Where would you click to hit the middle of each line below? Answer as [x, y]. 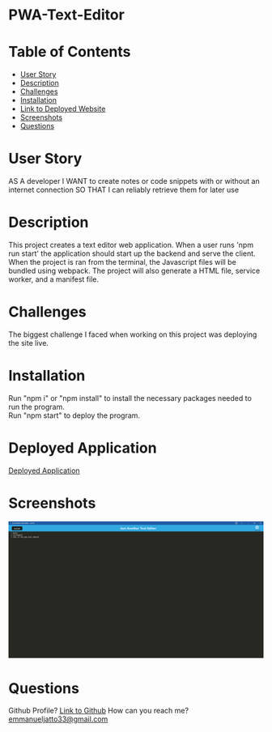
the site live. [28, 343]
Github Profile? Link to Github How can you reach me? [98, 711]
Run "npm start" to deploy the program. [74, 415]
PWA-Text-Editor [67, 15]
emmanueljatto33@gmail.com [58, 719]
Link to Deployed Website [63, 109]
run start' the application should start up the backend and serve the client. [132, 253]
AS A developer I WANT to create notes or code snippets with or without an [134, 181]
